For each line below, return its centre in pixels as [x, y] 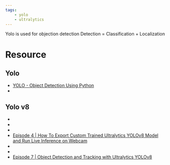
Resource [26, 54]
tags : [11, 10]
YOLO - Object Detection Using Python [53, 86]
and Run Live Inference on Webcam [50, 141]
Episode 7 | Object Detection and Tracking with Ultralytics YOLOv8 [82, 157]
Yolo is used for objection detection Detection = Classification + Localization [85, 34]
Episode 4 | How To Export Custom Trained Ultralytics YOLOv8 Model [86, 135]
